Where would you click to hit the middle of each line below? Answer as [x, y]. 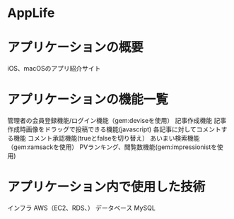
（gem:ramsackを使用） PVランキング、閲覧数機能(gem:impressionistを [112, 147]
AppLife [31, 13]
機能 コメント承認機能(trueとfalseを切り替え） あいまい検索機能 [106, 138]
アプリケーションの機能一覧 [88, 100]
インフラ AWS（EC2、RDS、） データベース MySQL [81, 208]
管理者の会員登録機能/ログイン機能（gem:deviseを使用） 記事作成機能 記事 [117, 121]
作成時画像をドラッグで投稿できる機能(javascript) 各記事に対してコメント [114, 129]
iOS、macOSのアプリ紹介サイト [54, 69]
